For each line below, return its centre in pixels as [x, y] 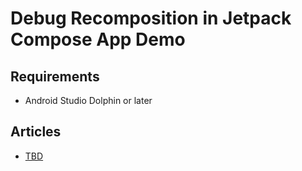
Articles [36, 132]
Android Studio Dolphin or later [88, 100]
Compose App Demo [98, 39]
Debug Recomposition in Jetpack [151, 18]
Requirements [55, 76]
